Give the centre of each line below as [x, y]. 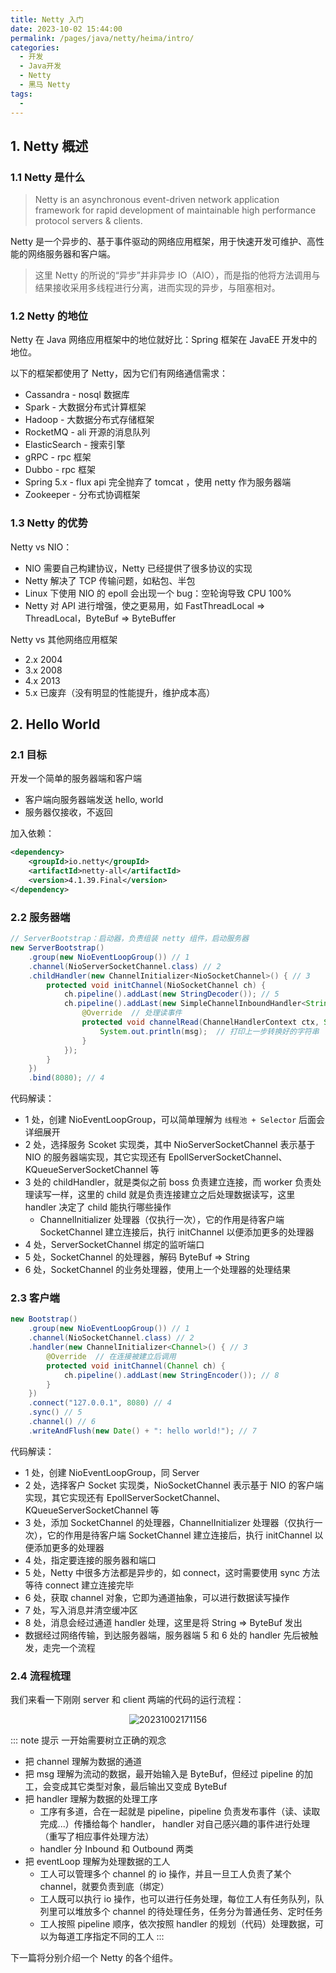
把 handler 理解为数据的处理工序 [91, 1799]
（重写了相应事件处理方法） [97, 1837]
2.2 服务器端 [40, 917]
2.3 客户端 [35, 1298]
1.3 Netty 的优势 [49, 523]
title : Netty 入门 [47, 19]
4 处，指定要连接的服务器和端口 [90, 1560]
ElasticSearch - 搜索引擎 [75, 445]
